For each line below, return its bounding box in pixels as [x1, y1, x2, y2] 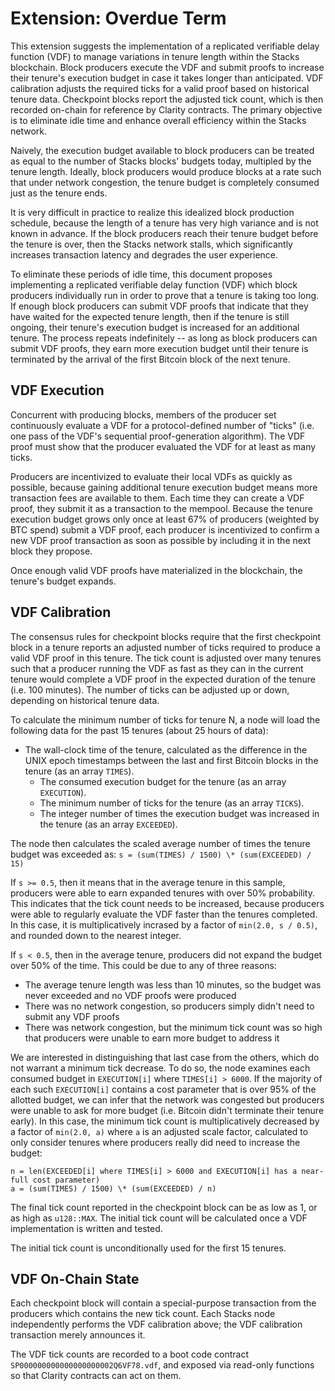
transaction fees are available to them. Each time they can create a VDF [10, 492, 305, 504]
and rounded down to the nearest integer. [10, 929, 182, 941]
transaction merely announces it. [10, 1329, 146, 1341]
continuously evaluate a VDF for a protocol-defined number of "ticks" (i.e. [10, 419, 315, 431]
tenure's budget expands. [10, 575, 117, 587]
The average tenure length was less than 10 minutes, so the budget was [24, 978, 322, 991]
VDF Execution [10, 382, 105, 399]
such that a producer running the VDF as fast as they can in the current [10, 662, 304, 674]
